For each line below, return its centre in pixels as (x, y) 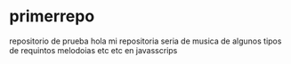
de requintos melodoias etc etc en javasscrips (93, 50)
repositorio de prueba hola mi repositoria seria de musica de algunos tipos (145, 41)
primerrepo (52, 16)
